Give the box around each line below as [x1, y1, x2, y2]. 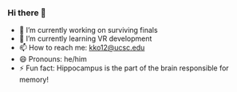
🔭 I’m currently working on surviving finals [18, 26, 158, 35]
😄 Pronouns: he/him [18, 54, 87, 64]
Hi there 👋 [7, 7, 47, 18]
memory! [18, 75, 49, 85]
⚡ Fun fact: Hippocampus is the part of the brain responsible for [18, 63, 229, 73]
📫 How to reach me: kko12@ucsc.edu [18, 43, 145, 53]
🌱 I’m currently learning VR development [18, 34, 152, 43]
